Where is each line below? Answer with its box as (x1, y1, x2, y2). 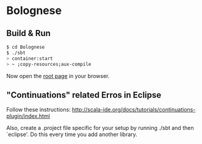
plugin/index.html (6, 112, 50, 120)
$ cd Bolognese (6, 44, 45, 50)
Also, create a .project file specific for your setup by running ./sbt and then (6, 124, 194, 132)
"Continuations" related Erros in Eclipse (6, 90, 162, 100)
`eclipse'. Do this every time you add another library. (6, 131, 137, 138)
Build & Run (6, 28, 51, 38)
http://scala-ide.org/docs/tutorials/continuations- (72, 106, 196, 113)
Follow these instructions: (6, 106, 71, 113)
